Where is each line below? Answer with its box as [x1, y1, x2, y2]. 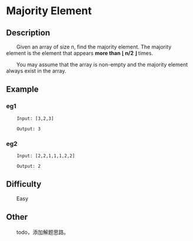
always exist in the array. [6, 67, 67, 74]
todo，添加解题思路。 [17, 229, 69, 236]
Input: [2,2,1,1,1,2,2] [17, 152, 76, 159]
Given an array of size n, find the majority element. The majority [17, 43, 172, 50]
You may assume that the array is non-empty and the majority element [17, 61, 188, 68]
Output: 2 [17, 163, 41, 169]
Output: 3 [17, 126, 41, 132]
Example [6, 84, 39, 95]
